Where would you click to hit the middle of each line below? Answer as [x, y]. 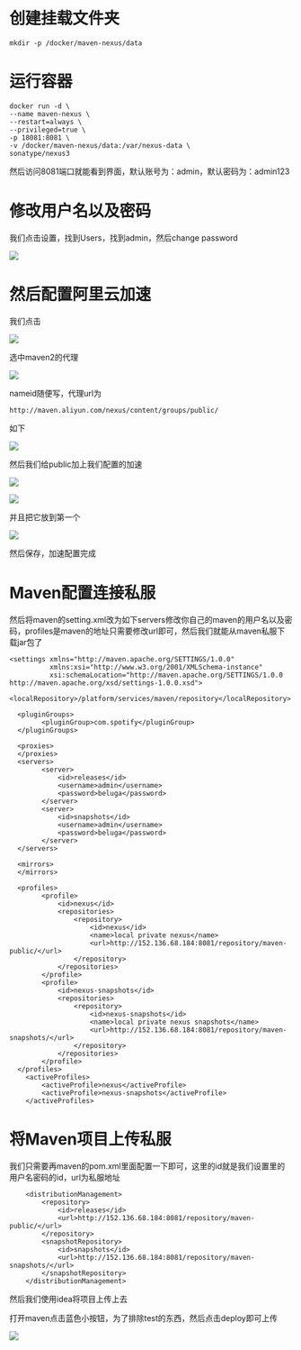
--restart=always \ [46, 122]
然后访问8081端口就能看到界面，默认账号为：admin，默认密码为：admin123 [150, 171]
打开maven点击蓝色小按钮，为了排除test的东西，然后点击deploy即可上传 [144, 1318]
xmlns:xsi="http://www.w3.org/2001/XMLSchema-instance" [156, 667]
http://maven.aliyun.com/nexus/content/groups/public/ [114, 410]
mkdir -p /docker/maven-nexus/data [76, 43]
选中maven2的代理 [44, 357]
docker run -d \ [40, 106]
